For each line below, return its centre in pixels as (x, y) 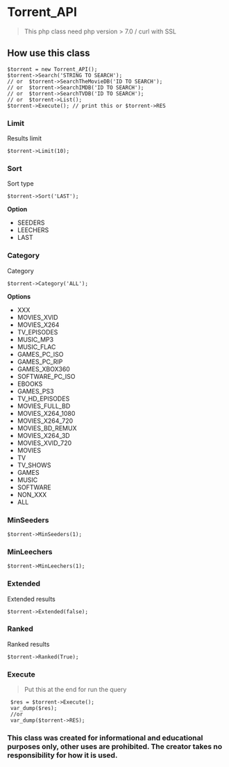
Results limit (25, 138)
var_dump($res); (34, 709)
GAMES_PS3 (35, 391)
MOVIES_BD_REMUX (47, 428)
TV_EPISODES (37, 332)
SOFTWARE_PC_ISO (46, 376)
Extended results (31, 599)
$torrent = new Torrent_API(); (52, 69)
